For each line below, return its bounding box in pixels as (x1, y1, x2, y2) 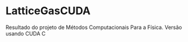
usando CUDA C (5, 30, 46, 37)
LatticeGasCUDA (5, 4, 91, 18)
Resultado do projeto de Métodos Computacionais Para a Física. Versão (5, 24, 183, 31)
